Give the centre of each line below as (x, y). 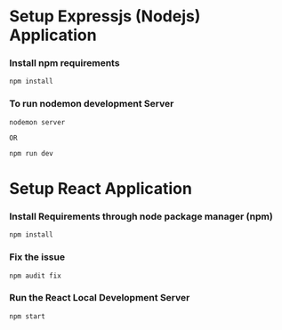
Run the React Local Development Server (100, 298)
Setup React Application (101, 188)
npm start (28, 316)
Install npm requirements (64, 63)
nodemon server (37, 122)
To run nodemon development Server (92, 104)
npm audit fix (36, 276)
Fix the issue (37, 257)
